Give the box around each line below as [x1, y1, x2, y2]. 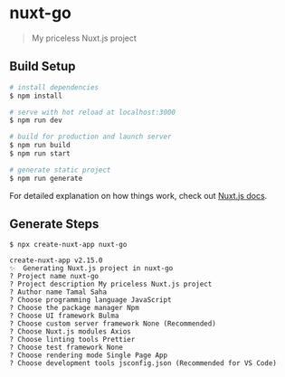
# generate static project [9, 165, 111, 174]
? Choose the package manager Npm [9, 304, 140, 313]
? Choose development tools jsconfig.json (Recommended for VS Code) [9, 359, 278, 368]
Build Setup [9, 59, 76, 74]
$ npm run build [9, 141, 71, 150]
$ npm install [9, 91, 63, 100]
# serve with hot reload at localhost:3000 [9, 108, 176, 117]
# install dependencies [9, 82, 100, 92]
